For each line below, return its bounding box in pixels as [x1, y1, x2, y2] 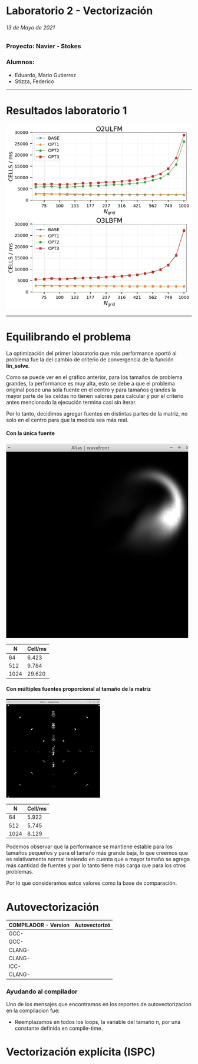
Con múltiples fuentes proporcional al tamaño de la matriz [6, 686, 151, 693]
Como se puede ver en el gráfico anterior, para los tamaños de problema [6, 373, 183, 381]
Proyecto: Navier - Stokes [6, 42, 81, 51]
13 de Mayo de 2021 [6, 24, 55, 31]
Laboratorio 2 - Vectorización [6, 4, 153, 18]
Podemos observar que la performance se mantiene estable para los [6, 843, 173, 850]
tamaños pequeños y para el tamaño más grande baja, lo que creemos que [6, 849, 189, 857]
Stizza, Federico [14, 78, 54, 85]
